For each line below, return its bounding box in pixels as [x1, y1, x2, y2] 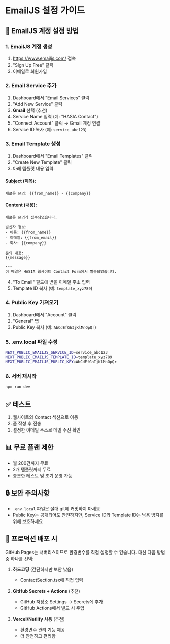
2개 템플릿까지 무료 [12, 466, 51, 472]
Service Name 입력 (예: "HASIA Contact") [12, 114, 98, 120]
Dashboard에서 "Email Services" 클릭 [12, 95, 90, 101]
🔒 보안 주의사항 [5, 489, 50, 498]
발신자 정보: [5, 224, 28, 229]
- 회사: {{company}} [5, 240, 47, 246]
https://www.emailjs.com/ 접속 [12, 55, 76, 62]
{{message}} [5, 255, 30, 260]
